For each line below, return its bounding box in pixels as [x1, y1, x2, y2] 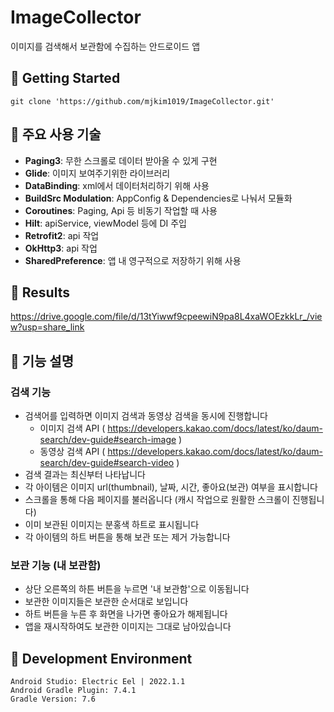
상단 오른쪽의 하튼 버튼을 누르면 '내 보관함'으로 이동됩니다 [24, 583, 250, 595]
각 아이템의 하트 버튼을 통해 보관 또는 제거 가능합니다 [24, 531, 231, 543]
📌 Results [10, 284, 70, 301]
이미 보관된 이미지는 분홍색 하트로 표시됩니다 [24, 519, 200, 531]
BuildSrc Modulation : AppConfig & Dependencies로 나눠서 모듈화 [24, 192, 293, 204]
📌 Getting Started [10, 70, 121, 87]
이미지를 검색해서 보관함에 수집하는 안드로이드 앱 [10, 40, 201, 52]
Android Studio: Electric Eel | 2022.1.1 [10, 677, 186, 687]
